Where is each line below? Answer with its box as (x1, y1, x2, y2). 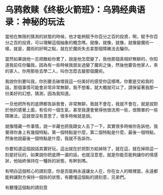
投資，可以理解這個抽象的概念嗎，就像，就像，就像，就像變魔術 (21, 39, 149, 45)
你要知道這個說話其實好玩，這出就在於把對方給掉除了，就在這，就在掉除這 (5, 146, 154, 151)
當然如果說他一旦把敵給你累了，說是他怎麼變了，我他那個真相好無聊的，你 (5, 56, 154, 62)
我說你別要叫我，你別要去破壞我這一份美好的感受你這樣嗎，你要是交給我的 (5, 78, 154, 84)
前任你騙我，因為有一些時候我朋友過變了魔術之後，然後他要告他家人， (13, 62, 154, 68)
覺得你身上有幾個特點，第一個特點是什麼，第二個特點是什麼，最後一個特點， (5, 129, 158, 135)
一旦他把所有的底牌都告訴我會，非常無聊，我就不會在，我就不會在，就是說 (5, 100, 154, 107)
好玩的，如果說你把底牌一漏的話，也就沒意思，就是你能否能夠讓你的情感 (13, 151, 158, 158)
